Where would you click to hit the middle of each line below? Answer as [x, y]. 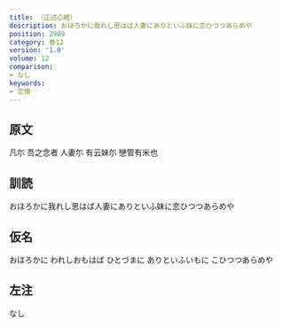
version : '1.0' [37, 50]
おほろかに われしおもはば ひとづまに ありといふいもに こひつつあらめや [141, 260]
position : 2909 [37, 34]
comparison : [31, 67]
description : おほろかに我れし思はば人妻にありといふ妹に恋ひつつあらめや [131, 26]
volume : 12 [29, 58]
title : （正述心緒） [43, 17]
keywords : [27, 83]
